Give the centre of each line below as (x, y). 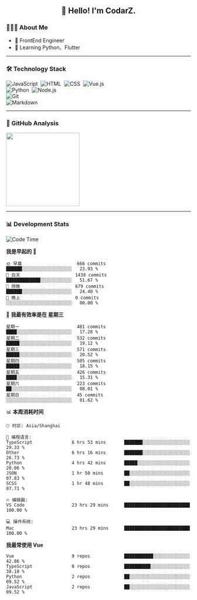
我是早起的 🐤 (21, 251)
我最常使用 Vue (25, 545)
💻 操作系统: (20, 521)
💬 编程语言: (19, 437)
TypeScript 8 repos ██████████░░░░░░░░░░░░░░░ (98, 566)
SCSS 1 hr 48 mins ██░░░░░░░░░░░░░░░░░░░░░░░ (98, 483)
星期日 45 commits (55, 395)
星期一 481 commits (56, 326)
